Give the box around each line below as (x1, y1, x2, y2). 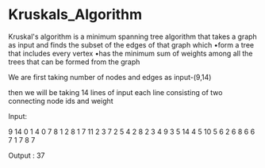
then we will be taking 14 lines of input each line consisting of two (8, 87, 223, 97)
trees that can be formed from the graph (8, 57, 140, 67)
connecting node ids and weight (8, 96, 113, 105)
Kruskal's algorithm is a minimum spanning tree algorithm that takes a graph (8, 32, 258, 41)
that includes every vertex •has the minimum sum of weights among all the (8, 48, 253, 58)
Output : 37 (8, 151, 45, 160)
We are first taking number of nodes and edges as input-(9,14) (8, 72, 212, 82)
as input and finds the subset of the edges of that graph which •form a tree (8, 40, 255, 49)
